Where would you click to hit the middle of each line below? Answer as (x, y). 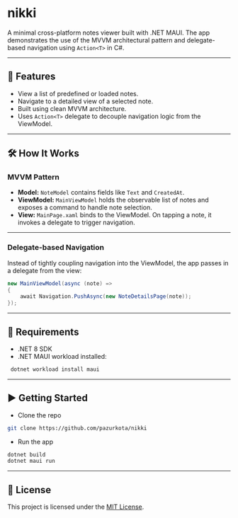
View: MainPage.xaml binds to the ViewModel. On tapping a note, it (114, 215)
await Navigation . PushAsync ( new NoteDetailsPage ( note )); (106, 297)
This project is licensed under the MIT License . (76, 507)
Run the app (35, 442)
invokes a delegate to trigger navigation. (76, 223)
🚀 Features (32, 77)
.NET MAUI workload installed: (62, 357)
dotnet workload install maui (55, 369)
